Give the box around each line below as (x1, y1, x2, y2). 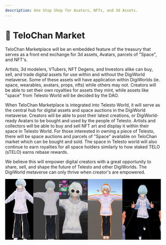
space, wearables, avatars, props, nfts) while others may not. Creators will (5, 82, 157, 88)
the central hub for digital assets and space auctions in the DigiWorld (5, 107, 146, 113)
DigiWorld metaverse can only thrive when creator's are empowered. (5, 169, 146, 175)
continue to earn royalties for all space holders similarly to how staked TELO (5, 143, 160, 150)
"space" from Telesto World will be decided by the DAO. (5, 92, 119, 98)
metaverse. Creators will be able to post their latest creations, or (5, 112, 136, 118)
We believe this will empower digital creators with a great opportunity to (5, 158, 152, 165)
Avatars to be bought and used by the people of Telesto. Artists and (18, 117, 156, 123)
